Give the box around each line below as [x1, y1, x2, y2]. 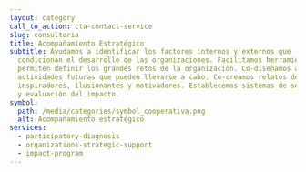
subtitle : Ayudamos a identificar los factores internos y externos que [9, 47, 291, 56]
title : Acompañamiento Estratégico [9, 38, 145, 48]
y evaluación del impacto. [17, 89, 120, 98]
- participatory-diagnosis [17, 132, 120, 141]
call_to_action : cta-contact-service [9, 22, 153, 31]
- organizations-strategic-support [17, 140, 153, 149]
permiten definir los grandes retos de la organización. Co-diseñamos [17, 65, 291, 74]
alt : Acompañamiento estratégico [17, 115, 145, 124]
